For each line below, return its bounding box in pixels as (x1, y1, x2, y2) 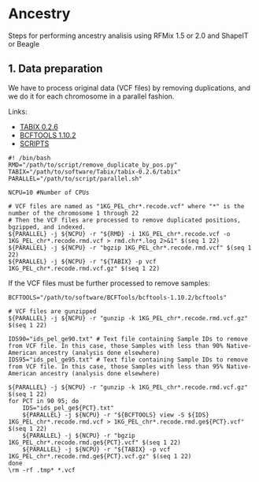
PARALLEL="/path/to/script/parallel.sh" (8, 174, 143, 182)
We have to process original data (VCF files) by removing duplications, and (8, 83, 250, 92)
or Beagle (8, 39, 40, 48)
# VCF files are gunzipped (8, 307, 97, 316)
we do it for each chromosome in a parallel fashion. (8, 92, 175, 101)
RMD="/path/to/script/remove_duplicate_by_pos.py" (8, 161, 178, 169)
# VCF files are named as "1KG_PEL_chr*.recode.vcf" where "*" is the (8, 202, 245, 210)
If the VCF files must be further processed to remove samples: (8, 278, 210, 288)
